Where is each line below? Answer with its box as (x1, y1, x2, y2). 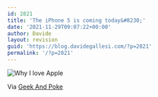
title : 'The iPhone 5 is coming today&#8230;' (7, 17, 146, 24)
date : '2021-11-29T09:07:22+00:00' (7, 23, 112, 30)
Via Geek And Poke (7, 82, 63, 91)
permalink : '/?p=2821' (7, 50, 74, 57)
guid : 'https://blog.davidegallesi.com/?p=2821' (7, 43, 152, 50)
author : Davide (7, 30, 52, 37)
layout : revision (7, 37, 58, 44)
